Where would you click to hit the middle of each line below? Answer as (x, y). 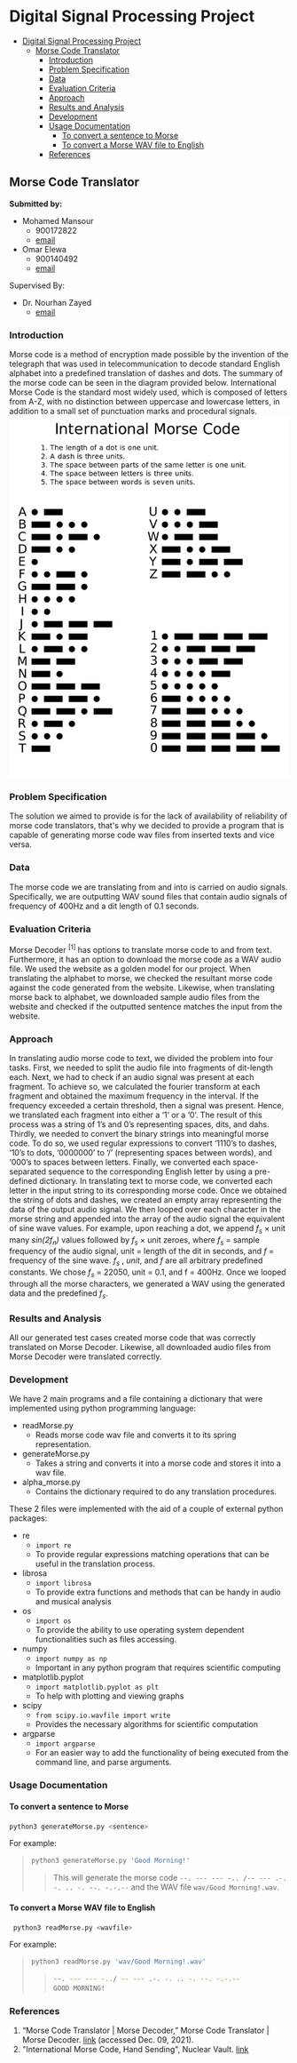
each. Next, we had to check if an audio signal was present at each (132, 1076)
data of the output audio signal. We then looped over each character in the (145, 1209)
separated (28, 1171)
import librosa (63, 1584)
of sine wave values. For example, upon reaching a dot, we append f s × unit (148, 1229)
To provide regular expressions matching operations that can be (152, 1555)
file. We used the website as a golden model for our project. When (130, 968)
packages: (28, 1518)
